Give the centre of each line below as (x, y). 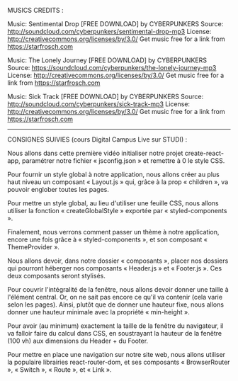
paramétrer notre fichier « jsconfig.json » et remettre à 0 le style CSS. (123, 161)
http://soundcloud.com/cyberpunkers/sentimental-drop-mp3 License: (109, 32)
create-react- (204, 153)
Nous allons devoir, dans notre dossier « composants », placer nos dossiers (118, 261)
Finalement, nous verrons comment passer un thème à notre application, (113, 232)
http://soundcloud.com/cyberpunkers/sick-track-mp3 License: (98, 104)
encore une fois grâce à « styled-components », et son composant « (107, 239)
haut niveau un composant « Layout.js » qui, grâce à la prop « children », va (118, 182)
